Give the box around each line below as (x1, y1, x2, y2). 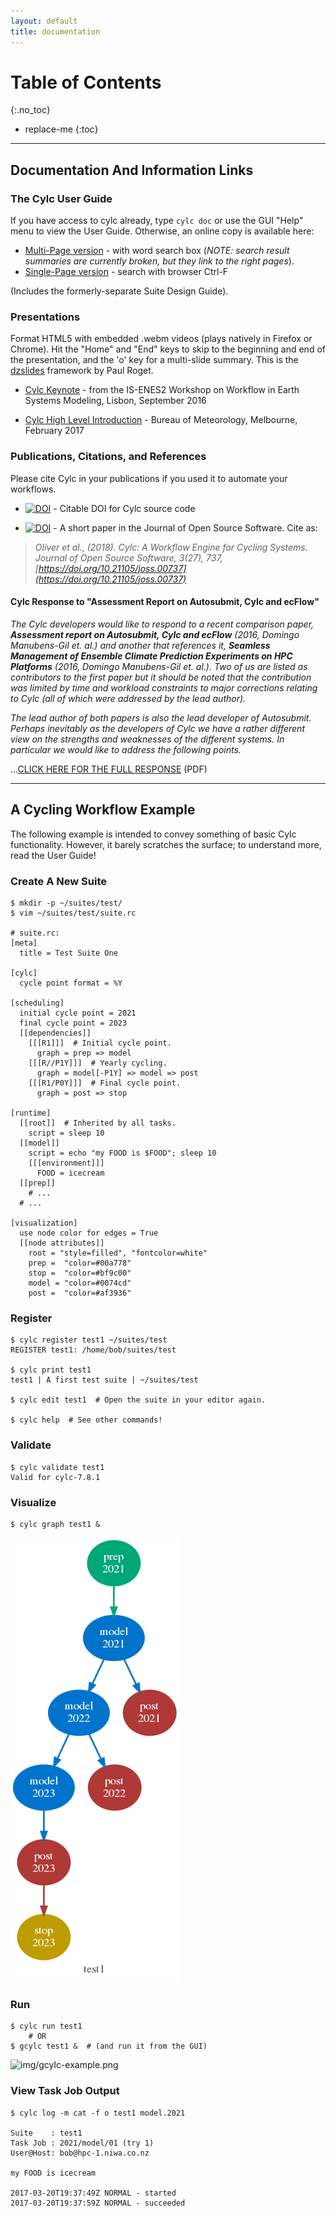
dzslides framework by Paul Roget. (10, 365, 154, 377)
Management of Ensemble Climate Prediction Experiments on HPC (10, 650, 293, 662)
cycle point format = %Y (19, 978, 123, 989)
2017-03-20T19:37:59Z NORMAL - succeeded (10, 2198, 186, 2208)
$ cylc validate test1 (10, 1462, 105, 1472)
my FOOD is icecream (10, 2168, 97, 2178)
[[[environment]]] (28, 1158, 105, 1169)
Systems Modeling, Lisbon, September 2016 (24, 395, 207, 407)
